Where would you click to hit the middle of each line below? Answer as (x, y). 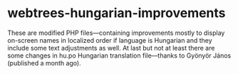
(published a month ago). (44, 63)
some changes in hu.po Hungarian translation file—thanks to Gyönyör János (119, 55)
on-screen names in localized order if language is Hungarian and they (110, 40)
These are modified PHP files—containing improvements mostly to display (116, 33)
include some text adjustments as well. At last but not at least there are (111, 48)
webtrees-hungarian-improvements (117, 13)
